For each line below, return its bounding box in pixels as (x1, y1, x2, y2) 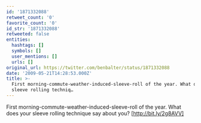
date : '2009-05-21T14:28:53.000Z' (6, 70, 93, 76)
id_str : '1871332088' (6, 25, 60, 32)
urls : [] (11, 59, 33, 65)
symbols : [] (11, 48, 42, 54)
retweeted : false (6, 31, 50, 37)
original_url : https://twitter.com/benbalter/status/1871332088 (6, 64, 170, 71)
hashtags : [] (11, 43, 44, 49)
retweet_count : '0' (6, 14, 55, 20)
